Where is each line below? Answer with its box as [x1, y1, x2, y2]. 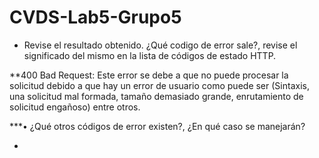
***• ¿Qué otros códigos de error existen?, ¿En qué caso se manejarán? [9, 120, 306, 132]
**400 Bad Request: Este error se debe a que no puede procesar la [9, 69, 289, 81]
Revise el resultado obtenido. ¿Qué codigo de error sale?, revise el [23, 39, 298, 51]
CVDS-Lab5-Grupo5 [9, 6, 182, 29]
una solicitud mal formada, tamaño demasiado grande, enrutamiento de [9, 90, 304, 102]
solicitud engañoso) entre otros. [9, 101, 141, 113]
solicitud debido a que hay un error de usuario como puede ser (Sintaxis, [9, 79, 310, 91]
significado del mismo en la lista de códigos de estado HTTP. [23, 49, 277, 61]
